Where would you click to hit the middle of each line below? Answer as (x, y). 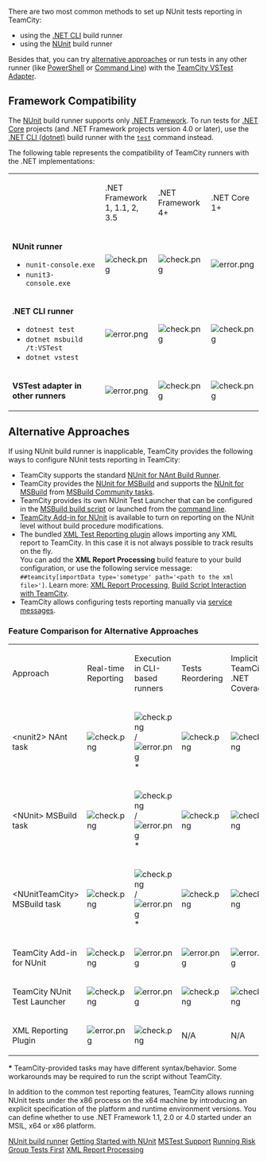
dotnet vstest (52, 357)
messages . (38, 610)
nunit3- (40, 275)
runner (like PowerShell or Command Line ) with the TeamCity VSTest (121, 68)
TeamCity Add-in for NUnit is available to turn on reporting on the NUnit (137, 517)
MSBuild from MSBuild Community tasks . (87, 492)
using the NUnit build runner (66, 44)
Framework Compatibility (72, 101)
